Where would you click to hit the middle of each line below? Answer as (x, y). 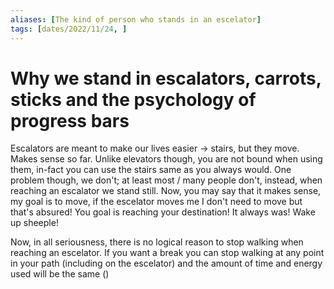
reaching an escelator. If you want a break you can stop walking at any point (167, 253)
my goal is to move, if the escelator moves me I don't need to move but (156, 202)
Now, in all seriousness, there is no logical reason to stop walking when (157, 242)
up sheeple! (34, 223)
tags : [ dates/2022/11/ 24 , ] (69, 29)
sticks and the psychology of (133, 99)
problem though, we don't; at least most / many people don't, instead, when (166, 180)
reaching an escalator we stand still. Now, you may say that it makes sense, (166, 191)
